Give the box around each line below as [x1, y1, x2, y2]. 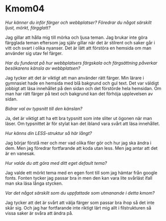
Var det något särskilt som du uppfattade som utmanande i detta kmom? [5, 190, 155, 196]
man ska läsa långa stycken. [5, 180, 63, 186]
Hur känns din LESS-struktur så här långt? [5, 130, 92, 136]
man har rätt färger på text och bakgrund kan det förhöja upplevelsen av [5, 91, 153, 97]
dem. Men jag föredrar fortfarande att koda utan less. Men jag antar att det [5, 145, 158, 151]
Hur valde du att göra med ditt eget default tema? [5, 160, 107, 166]
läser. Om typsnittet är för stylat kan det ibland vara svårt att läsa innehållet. [5, 120, 160, 126]
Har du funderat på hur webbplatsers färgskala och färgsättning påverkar [5, 60, 158, 66]
